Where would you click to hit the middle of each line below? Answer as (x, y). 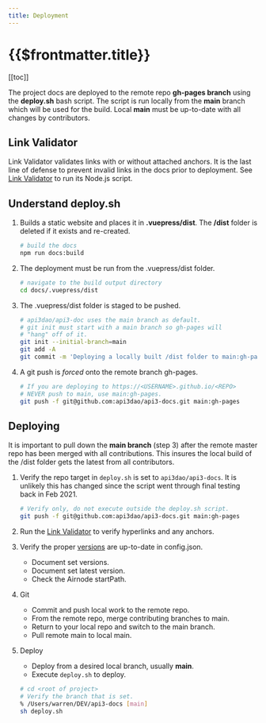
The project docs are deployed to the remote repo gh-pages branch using (129, 92)
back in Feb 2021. (48, 494)
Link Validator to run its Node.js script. (70, 179)
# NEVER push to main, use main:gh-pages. (91, 394)
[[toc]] (19, 77)
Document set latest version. (78, 571)
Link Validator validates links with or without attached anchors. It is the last (130, 162)
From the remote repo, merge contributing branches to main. (130, 619)
